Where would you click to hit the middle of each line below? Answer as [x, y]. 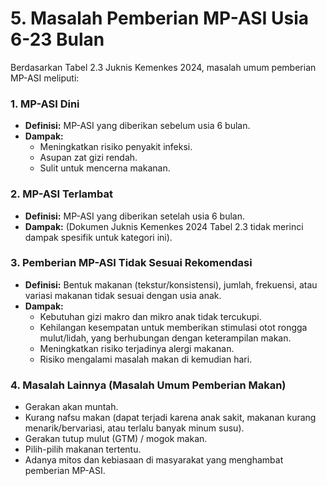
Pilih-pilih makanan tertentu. [83, 449]
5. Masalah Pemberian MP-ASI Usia [160, 18]
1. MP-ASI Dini [45, 104]
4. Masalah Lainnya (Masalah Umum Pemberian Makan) [148, 385]
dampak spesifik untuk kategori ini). [98, 237]
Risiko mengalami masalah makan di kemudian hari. [146, 359]
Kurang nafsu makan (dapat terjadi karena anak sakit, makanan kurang [170, 418]
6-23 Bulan [57, 39]
